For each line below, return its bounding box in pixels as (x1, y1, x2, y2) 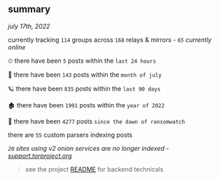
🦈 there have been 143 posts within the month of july (8, 70, 162, 79)
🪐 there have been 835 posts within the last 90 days (8, 84, 161, 93)
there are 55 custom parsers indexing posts (8, 130, 133, 139)
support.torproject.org (8, 151, 72, 160)
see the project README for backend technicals (24, 165, 164, 173)
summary (8, 3, 51, 15)
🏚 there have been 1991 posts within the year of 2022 (8, 100, 165, 109)
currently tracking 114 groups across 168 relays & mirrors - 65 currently (8, 36, 212, 44)
